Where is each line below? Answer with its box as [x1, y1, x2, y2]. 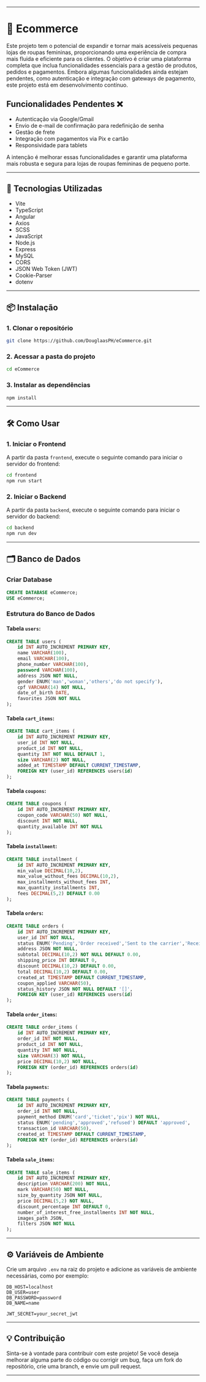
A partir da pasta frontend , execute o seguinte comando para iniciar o [6, 454, 183, 461]
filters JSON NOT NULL [17, 1220, 75, 1227]
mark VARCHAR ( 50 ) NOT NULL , [17, 1187, 89, 1193]
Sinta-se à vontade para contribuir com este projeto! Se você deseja [6, 1349, 179, 1357]
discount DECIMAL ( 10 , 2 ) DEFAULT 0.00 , [17, 963, 116, 969]
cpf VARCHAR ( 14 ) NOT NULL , [17, 684, 86, 690]
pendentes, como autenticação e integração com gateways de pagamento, [6, 74, 196, 82]
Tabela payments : [6, 1083, 49, 1090]
